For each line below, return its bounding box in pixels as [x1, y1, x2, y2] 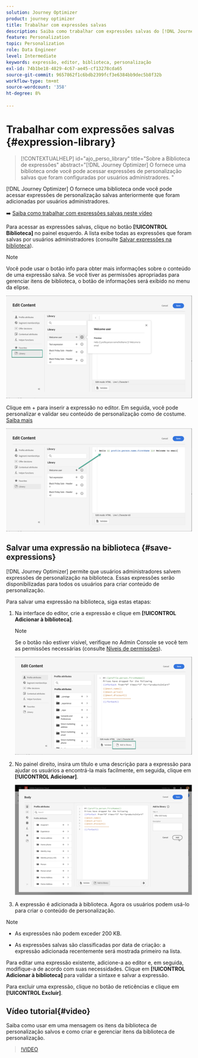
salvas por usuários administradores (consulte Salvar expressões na [6, 236, 172, 243]
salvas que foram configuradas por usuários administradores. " [20, 174, 174, 181]
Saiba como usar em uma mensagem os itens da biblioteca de [6, 1022, 157, 1029]
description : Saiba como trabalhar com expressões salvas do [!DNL [6, 28, 176, 34]
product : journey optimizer [6, 15, 75, 22]
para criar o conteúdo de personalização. [14, 907, 115, 914]
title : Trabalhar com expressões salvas [6, 22, 107, 28]
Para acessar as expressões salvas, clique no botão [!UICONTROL [6, 223, 168, 230]
